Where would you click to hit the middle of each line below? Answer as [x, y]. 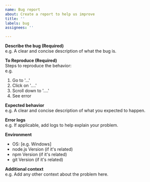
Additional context [24, 169]
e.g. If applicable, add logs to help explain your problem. [62, 125]
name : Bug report [23, 10]
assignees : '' [20, 28]
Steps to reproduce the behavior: [38, 66]
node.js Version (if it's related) [43, 149]
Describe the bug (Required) [34, 46]
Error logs [15, 120]
